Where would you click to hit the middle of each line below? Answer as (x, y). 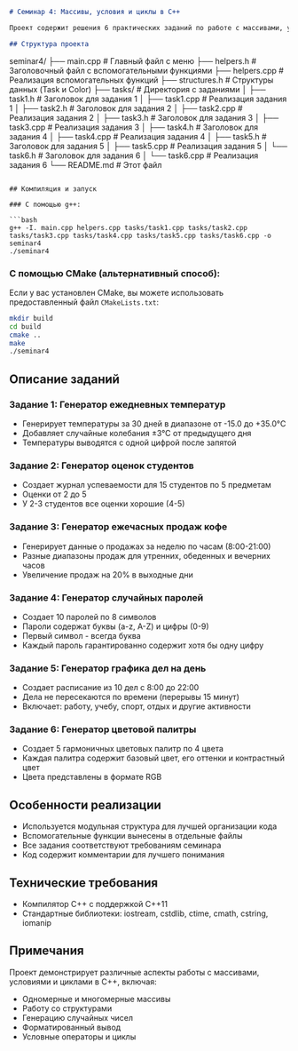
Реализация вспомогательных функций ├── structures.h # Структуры (141, 80)
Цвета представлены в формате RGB (92, 777)
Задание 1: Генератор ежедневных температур (118, 404)
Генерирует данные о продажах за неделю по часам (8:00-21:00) (146, 546)
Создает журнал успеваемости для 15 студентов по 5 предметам (147, 485)
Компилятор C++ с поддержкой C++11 (95, 904)
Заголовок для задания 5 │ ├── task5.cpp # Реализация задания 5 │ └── (149, 146)
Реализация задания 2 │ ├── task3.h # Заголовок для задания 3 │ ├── (144, 117)
